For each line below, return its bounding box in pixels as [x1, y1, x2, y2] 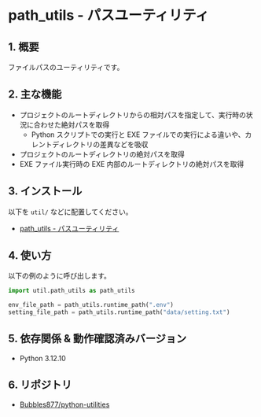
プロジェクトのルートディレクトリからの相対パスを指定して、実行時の [19, 110, 246, 120]
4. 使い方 [8, 249, 52, 263]
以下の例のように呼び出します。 [8, 271, 112, 281]
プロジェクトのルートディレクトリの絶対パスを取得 [19, 149, 185, 159]
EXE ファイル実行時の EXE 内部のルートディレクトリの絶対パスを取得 [19, 159, 244, 168]
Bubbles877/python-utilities [19, 400, 110, 409]
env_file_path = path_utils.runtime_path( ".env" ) [8, 301, 175, 309]
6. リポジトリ [8, 378, 72, 392]
